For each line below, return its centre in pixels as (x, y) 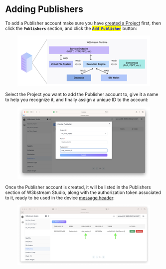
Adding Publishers (44, 9)
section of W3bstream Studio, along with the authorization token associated (83, 192)
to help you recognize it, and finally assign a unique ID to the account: (77, 100)
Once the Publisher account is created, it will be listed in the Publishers (78, 187)
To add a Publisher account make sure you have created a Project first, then (83, 23)
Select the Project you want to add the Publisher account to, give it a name (82, 94)
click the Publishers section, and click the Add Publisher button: (71, 28)
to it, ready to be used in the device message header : (60, 197)
